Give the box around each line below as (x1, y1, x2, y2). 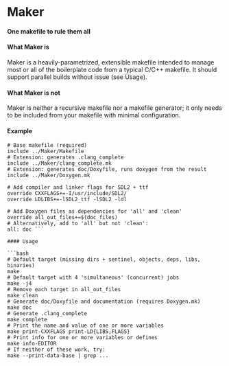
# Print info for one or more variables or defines (7, 334, 158, 341)
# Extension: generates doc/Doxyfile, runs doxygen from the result (7, 166, 207, 173)
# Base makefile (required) (7, 142, 88, 149)
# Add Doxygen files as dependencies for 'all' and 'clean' (7, 208, 183, 215)
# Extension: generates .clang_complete (7, 154, 125, 161)
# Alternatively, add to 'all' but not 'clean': (7, 220, 149, 227)
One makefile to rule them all (7, 27, 91, 35)
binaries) (7, 262, 36, 269)
